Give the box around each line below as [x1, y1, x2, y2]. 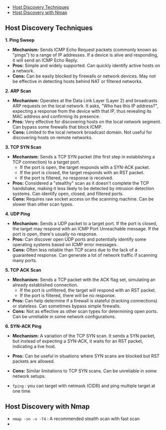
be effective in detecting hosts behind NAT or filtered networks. [12, 78, 143, 84]
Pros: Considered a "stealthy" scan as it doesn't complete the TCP [12, 180, 149, 186]
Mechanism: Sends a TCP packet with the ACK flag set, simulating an [12, 277, 156, 283]
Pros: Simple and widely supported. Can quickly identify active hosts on [12, 62, 161, 69]
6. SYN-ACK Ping [5, 323, 42, 329]
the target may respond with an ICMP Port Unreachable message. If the [12, 225, 159, 231]
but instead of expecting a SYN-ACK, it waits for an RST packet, [12, 338, 143, 344]
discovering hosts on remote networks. [12, 134, 93, 141]
